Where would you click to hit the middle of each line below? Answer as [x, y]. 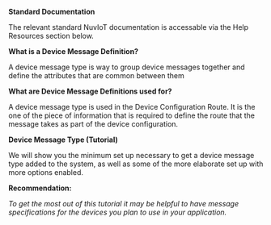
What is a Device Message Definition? [74, 51]
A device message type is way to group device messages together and [127, 67]
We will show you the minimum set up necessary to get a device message [131, 155]
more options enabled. [46, 172]
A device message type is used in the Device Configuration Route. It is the [132, 107]
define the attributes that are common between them [96, 75]
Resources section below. [51, 36]
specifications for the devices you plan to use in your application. [118, 212]
